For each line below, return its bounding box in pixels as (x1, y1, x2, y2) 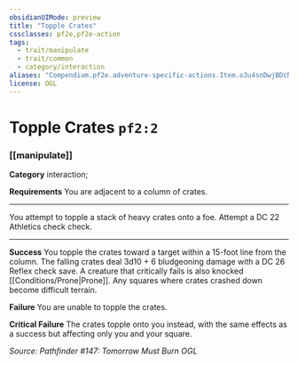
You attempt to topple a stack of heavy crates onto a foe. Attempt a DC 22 (9, 212, 280, 223)
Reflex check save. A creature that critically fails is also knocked (9, 266, 244, 276)
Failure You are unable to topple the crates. (9, 302, 168, 313)
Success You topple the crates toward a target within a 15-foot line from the (9, 247, 286, 258)
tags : (9, 37, 29, 47)
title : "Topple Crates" (9, 21, 98, 30)
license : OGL (9, 79, 58, 88)
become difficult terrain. (9, 285, 98, 296)
